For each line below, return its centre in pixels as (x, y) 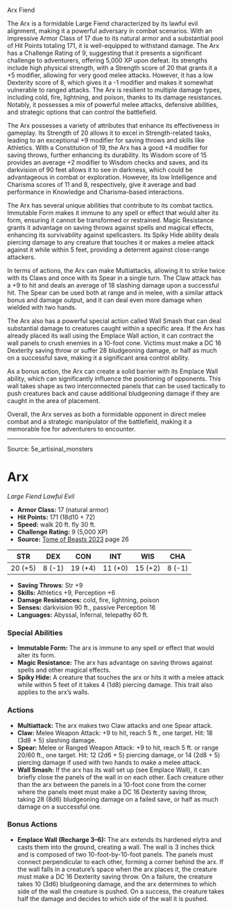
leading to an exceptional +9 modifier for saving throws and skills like (106, 140)
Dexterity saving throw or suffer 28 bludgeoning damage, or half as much (112, 350)
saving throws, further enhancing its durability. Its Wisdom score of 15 (107, 155)
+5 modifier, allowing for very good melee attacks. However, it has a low (110, 75)
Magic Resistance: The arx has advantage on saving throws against (115, 663)
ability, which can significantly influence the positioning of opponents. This (114, 379)
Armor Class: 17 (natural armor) (63, 509)
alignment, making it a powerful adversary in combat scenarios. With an (110, 31)
